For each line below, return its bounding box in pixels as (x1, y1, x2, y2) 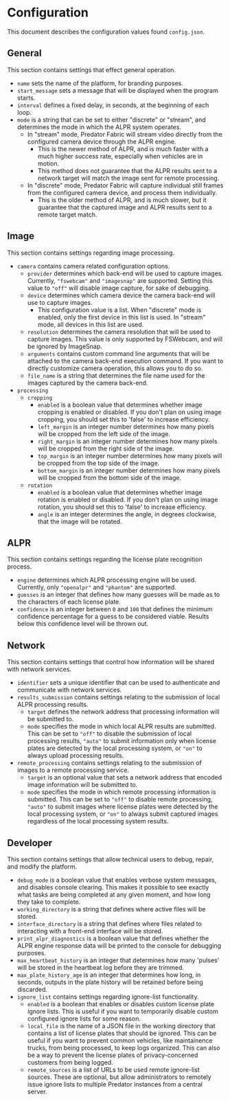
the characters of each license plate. (16, 598, 122, 606)
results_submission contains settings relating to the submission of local (16, 693, 220, 701)
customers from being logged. (27, 1058, 113, 1066)
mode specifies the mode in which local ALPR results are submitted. (27, 723, 216, 731)
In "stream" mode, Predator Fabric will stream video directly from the (27, 130, 223, 138)
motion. (37, 159, 60, 168)
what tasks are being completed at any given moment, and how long (16, 891, 211, 898)
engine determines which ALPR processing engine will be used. (16, 576, 197, 584)
